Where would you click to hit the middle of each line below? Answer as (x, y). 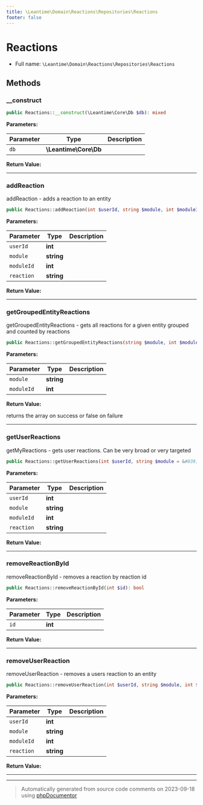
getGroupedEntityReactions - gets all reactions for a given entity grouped (98, 325)
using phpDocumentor (49, 795)
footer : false (24, 18)
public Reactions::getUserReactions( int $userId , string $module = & (96, 461)
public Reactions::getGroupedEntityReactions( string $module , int (92, 343)
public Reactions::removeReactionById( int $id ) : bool (76, 588)
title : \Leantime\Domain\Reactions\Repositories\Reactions (82, 12)
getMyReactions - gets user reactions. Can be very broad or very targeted (99, 450)
